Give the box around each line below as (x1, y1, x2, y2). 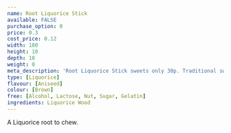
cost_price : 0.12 (7, 36, 57, 43)
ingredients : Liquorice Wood (7, 99, 91, 106)
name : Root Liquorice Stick (7, 10, 88, 17)
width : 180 (7, 42, 38, 49)
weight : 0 (7, 61, 36, 68)
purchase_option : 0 (7, 23, 63, 29)
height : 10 (7, 49, 38, 56)
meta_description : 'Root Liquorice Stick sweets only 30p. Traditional (7, 67, 217, 74)
